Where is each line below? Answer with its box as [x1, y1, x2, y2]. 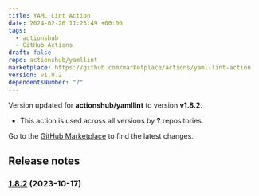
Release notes [8, 154, 80, 167]
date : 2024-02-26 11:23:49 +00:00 [8, 19, 124, 27]
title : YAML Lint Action [8, 11, 91, 20]
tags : [8, 26, 26, 34]
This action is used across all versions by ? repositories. [19, 116, 204, 125]
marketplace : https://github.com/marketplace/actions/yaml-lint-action [8, 64, 251, 72]
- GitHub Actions [15, 41, 73, 49]
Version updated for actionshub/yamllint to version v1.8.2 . [8, 100, 203, 110]
